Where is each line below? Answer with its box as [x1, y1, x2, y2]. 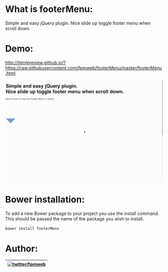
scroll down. [5, 25, 31, 31]
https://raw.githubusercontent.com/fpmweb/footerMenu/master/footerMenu [5, 65, 162, 71]
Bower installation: [5, 194, 85, 205]
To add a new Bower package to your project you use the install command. [5, 210, 159, 216]
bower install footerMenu [5, 226, 59, 231]
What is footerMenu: [5, 4, 93, 15]
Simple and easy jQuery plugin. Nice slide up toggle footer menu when [5, 20, 151, 26]
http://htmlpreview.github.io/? [5, 59, 66, 66]
